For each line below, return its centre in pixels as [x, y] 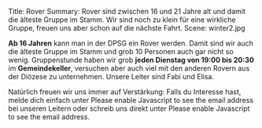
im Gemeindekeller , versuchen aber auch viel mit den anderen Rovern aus [129, 68]
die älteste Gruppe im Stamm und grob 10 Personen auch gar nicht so [121, 51]
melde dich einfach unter [48, 100]
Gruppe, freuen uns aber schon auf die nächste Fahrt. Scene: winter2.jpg [127, 28]
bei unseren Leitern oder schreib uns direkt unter [88, 108]
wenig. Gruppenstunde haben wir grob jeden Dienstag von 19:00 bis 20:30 [131, 60]
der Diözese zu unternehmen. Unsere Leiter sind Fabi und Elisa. [111, 77]
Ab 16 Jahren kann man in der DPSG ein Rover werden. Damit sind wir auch [131, 43]
